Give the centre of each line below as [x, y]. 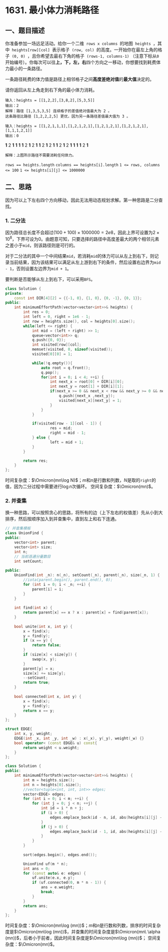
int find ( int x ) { [33, 608]
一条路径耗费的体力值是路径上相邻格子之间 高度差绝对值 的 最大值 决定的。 [79, 79]
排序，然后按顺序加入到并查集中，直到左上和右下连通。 [62, 519]
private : [14, 293]
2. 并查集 [16, 501]
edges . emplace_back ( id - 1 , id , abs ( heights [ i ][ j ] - [106, 831]
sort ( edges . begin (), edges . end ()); [60, 855]
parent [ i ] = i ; [48, 589]
